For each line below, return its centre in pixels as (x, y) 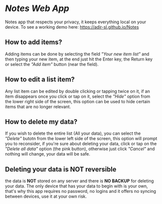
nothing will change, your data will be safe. (48, 154)
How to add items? (34, 42)
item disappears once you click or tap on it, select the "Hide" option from (78, 96)
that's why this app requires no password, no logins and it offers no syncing (81, 191)
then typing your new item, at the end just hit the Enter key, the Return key (79, 59)
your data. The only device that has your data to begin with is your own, (77, 186)
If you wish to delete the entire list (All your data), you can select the (73, 133)
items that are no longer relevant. (38, 107)
